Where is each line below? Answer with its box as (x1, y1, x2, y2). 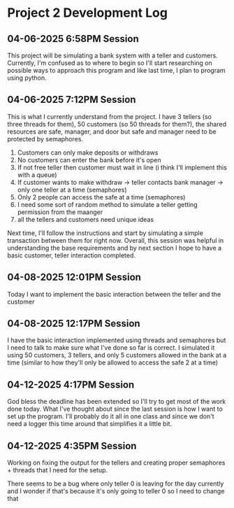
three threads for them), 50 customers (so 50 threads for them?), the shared (7, 120, 227, 128)
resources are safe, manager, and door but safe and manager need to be (7, 127, 217, 136)
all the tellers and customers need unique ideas (17, 215, 154, 223)
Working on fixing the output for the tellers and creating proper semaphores (7, 458, 226, 467)
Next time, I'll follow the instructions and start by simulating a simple (7, 229, 204, 237)
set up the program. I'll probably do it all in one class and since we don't (7, 412, 214, 421)
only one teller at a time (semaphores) (17, 185, 127, 194)
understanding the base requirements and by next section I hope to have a (7, 244, 222, 252)
